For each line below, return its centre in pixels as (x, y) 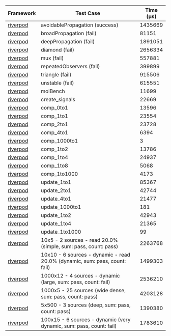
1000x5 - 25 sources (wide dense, (83, 290)
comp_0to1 (54, 108)
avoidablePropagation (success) (79, 25)
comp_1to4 (54, 157)
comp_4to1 (54, 133)
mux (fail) (52, 58)
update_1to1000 (61, 232)
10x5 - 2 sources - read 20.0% (79, 240)
